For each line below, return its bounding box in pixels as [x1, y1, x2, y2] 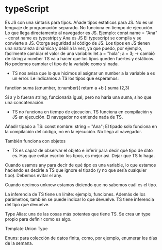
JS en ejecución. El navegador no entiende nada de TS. [12, 114, 123, 120]
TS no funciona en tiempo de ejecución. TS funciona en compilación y [12, 108, 153, 115]
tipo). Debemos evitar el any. [5, 172, 63, 178]
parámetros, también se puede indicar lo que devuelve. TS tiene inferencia [5, 196, 154, 202]
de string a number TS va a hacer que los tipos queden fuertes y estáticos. [5, 55, 155, 61]
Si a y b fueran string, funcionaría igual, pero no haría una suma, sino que [5, 94, 152, 100]
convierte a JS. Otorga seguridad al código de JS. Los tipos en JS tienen [5, 40, 150, 46]
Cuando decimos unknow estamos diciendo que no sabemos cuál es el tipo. [5, 181, 158, 188]
